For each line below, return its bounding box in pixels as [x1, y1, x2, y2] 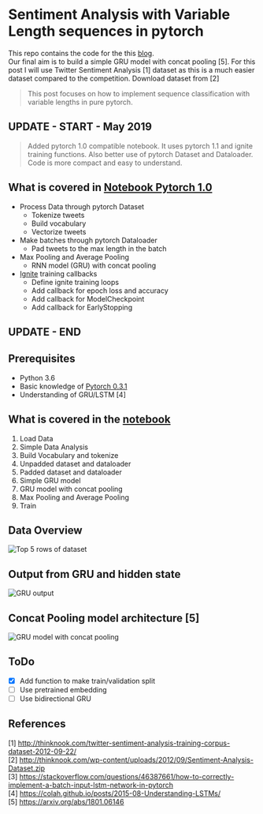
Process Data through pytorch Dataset [19, 201, 144, 211]
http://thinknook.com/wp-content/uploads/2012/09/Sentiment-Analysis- [19, 755, 254, 764]
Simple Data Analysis [19, 442, 89, 452]
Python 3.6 [19, 373, 55, 382]
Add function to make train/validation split [19, 676, 156, 685]
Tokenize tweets [31, 210, 85, 219]
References [8, 717, 66, 731]
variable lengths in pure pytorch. [27, 97, 133, 107]
